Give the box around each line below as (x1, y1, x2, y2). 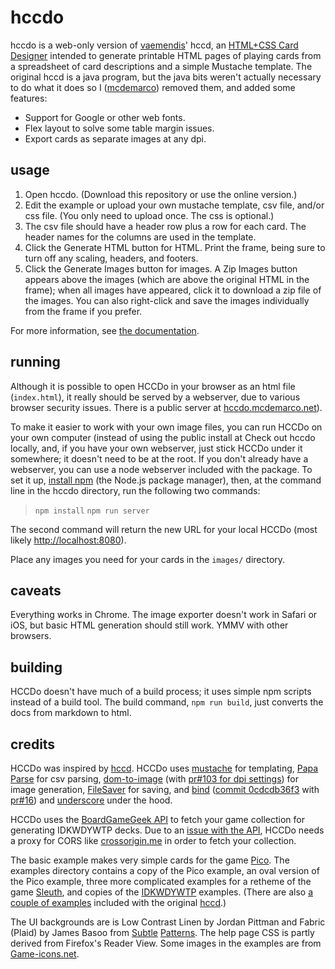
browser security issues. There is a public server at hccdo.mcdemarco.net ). (10, 401, 323, 413)
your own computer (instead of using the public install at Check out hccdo (10, 431, 316, 443)
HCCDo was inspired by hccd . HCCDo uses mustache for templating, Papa (10, 762, 319, 774)
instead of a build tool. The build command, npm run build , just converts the (10, 696, 324, 708)
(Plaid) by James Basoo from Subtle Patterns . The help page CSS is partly (10, 927, 315, 938)
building (10, 659, 63, 676)
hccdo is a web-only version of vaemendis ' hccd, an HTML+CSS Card (10, 39, 299, 51)
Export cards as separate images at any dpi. (24, 132, 207, 145)
